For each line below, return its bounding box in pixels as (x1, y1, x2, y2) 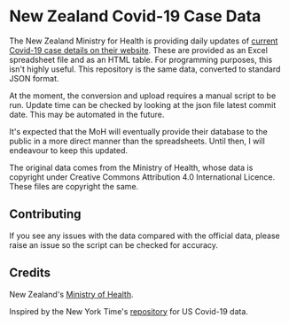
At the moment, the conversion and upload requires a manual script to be (9, 90, 277, 101)
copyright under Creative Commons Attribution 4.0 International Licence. (9, 171, 276, 182)
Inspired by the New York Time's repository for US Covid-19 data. (9, 306, 248, 316)
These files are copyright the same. (9, 181, 139, 191)
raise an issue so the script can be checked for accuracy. (9, 239, 219, 250)
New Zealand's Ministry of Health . (9, 289, 134, 299)
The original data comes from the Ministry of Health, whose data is (9, 162, 254, 173)
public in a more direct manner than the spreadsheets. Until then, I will (9, 135, 266, 146)
